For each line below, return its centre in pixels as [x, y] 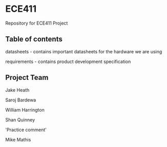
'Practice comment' [26, 130]
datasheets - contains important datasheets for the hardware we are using [84, 51]
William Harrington [25, 110]
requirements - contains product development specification [68, 61]
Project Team [27, 78]
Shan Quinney [20, 120]
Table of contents [34, 39]
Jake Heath [17, 90]
